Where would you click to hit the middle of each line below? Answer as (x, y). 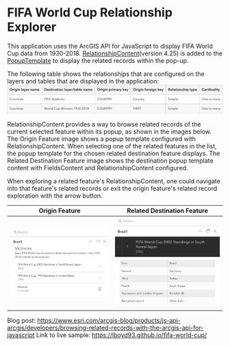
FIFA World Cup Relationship (90, 13)
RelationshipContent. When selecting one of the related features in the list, (112, 146)
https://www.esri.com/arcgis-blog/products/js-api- (109, 321)
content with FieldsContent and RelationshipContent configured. (98, 168)
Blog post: (22, 321)
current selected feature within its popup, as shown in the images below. (110, 131)
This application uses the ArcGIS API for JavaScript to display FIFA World (110, 46)
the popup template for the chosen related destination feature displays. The (114, 153)
